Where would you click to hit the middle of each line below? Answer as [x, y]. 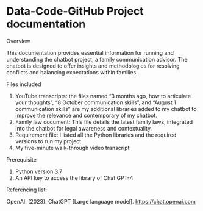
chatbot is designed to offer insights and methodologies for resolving [93, 66]
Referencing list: [27, 190]
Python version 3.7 [39, 171]
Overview [18, 41]
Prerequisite [21, 159]
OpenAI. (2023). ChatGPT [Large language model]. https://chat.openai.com [101, 201]
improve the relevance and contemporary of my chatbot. [86, 115]
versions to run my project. [49, 141]
